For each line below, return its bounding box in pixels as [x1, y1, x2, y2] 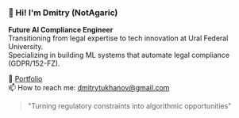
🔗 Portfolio [8, 74, 43, 84]
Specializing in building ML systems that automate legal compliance [8, 51, 230, 60]
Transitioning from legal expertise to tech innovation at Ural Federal [8, 33, 229, 43]
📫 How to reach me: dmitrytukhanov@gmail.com [8, 83, 170, 93]
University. [8, 42, 44, 51]
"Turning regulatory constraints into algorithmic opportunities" [27, 101, 232, 111]
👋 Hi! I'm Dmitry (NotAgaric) [8, 7, 118, 18]
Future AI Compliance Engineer [8, 25, 114, 35]
